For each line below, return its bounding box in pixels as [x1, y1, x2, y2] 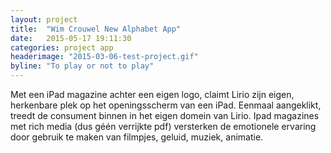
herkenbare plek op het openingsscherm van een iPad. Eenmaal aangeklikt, [10, 99, 322, 111]
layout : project [10, 14, 78, 25]
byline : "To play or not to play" [10, 61, 155, 71]
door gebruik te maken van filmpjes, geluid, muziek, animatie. [10, 131, 264, 143]
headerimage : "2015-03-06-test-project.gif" [10, 52, 199, 62]
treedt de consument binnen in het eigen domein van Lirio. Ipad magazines [10, 110, 320, 121]
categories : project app [10, 42, 114, 53]
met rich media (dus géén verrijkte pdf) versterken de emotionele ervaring [10, 121, 317, 132]
